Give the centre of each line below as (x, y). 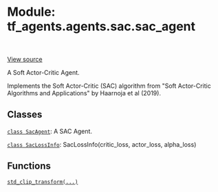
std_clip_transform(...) (43, 182)
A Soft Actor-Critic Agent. (44, 72)
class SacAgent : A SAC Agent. (50, 131)
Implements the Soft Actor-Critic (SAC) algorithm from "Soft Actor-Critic (109, 86)
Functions (29, 166)
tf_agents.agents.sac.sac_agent (101, 26)
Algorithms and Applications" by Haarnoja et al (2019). (84, 93)
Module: (31, 12)
